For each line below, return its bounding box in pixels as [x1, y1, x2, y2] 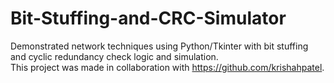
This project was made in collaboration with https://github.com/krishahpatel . [10, 61, 325, 73]
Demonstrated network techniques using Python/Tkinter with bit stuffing [10, 40, 309, 52]
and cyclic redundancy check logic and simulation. [10, 50, 219, 62]
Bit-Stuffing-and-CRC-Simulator [10, 7, 287, 30]
